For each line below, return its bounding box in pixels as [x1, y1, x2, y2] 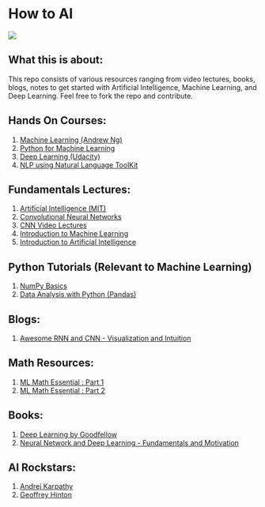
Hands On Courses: [8, 114, 107, 127]
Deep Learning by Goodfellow [19, 430, 117, 439]
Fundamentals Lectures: [8, 182, 131, 196]
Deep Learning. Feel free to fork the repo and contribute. [8, 91, 194, 100]
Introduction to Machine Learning [19, 229, 129, 238]
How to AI [8, 5, 74, 23]
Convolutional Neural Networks [19, 212, 123, 222]
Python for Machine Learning [19, 143, 115, 152]
